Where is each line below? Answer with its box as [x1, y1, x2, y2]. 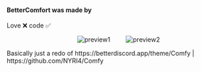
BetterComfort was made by [6, 6, 92, 14]
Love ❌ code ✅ [6, 21, 51, 30]
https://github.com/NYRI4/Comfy [6, 56, 104, 65]
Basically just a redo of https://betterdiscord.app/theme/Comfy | [6, 49, 195, 58]
